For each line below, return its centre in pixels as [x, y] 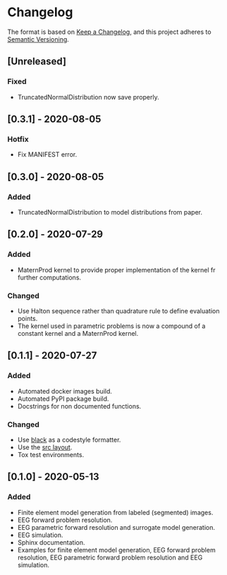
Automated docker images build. [65, 391]
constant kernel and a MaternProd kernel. [78, 333]
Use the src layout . [45, 447]
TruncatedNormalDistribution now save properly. [88, 97]
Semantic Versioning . [38, 39]
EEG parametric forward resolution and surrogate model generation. [116, 527]
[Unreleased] [37, 62]
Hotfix [18, 139]
